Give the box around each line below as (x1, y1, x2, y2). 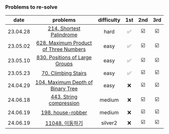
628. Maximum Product (36, 39, 92, 46)
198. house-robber (41, 109, 88, 116)
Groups (55, 60, 73, 68)
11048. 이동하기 (45, 119, 83, 126)
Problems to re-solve (5, 4, 58, 11)
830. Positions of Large (36, 54, 92, 61)
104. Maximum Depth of (35, 79, 93, 86)
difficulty (98, 17, 121, 24)
